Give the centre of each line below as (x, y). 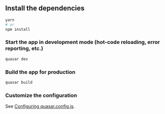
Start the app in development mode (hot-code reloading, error (83, 42)
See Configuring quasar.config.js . (40, 106)
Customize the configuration (41, 95)
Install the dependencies (45, 8)
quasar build (19, 82)
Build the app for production (40, 72)
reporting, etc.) (24, 48)
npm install (18, 29)
